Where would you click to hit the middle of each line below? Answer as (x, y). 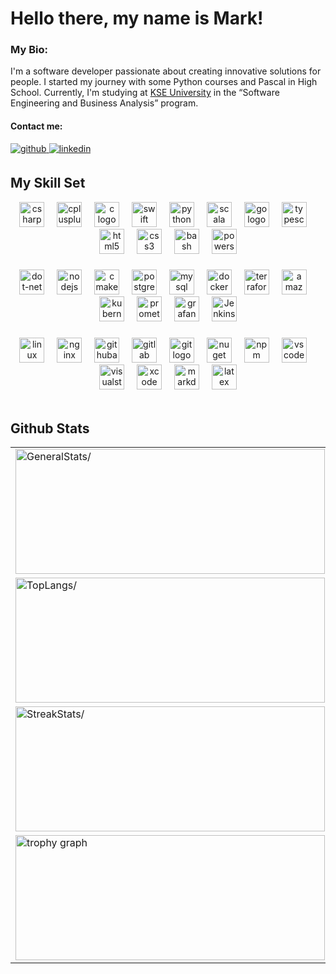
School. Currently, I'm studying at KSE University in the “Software (145, 93)
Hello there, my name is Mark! (137, 18)
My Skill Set (48, 183)
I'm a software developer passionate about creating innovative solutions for (166, 71)
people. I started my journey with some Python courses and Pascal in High (164, 82)
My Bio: (29, 50)
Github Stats (50, 428)
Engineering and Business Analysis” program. (104, 103)
